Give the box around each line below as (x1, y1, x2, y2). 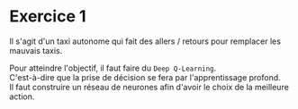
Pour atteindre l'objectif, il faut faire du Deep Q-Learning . (9, 63, 217, 73)
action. (9, 91, 35, 102)
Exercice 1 (9, 6, 87, 27)
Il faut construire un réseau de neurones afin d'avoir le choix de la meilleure (9, 81, 290, 92)
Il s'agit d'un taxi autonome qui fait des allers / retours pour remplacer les (9, 36, 282, 46)
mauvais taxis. (9, 45, 63, 55)
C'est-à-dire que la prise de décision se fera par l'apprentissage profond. (9, 71, 281, 82)
